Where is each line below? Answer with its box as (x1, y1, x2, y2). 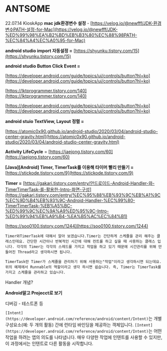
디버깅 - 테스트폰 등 (5, 300, 43, 306)
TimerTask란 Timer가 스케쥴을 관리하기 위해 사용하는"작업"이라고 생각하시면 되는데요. (5, 259, 161, 264)
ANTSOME (5, 3, 50, 14)
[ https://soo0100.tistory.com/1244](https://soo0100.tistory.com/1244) (5, 223, 148, 229)
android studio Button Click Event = (5, 63, 80, 69)
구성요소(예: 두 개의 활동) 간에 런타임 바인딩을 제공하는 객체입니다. (5, 321, 134, 327)
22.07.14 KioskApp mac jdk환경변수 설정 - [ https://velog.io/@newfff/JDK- (5, 20, 153, 26)
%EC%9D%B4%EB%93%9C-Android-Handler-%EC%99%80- (5, 197, 135, 203)
